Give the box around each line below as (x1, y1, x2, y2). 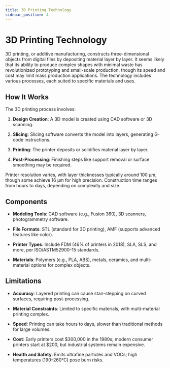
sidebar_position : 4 (5, 12, 49, 17)
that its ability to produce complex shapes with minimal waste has (5, 62, 143, 68)
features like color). (12, 232, 53, 238)
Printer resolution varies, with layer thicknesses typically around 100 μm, (5, 172, 157, 178)
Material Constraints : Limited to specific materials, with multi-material (12, 305, 160, 312)
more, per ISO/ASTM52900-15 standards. (12, 247, 100, 253)
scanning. (12, 122, 34, 128)
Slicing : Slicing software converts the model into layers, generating (12, 131, 153, 137)
